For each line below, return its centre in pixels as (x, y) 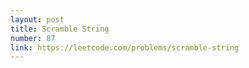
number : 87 (33, 38)
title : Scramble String (60, 29)
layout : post (37, 19)
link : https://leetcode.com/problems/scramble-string (125, 47)
